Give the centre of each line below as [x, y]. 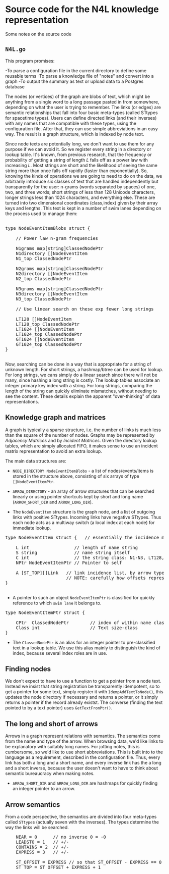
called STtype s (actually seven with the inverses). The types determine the [82, 822]
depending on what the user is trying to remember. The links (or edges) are [83, 107]
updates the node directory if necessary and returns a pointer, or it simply [82, 697]
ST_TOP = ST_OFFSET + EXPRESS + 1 [58, 867]
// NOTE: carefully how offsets [106, 578]
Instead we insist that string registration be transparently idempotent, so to [82, 686]
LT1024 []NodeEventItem [45, 329]
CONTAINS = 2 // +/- [43, 847]
